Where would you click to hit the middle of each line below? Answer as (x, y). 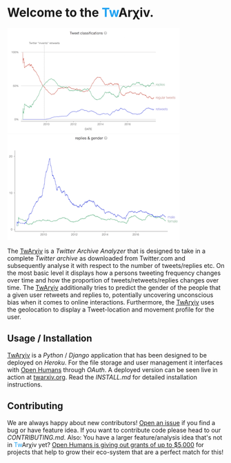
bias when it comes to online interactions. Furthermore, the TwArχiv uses (111, 302)
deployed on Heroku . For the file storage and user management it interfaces (115, 362)
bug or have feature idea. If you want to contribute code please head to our (114, 430)
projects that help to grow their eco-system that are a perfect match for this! (115, 452)
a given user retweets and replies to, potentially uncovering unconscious (110, 295)
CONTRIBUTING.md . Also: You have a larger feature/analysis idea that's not (115, 437)
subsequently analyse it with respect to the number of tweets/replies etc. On (116, 265)
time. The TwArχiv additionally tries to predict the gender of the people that (114, 287)
